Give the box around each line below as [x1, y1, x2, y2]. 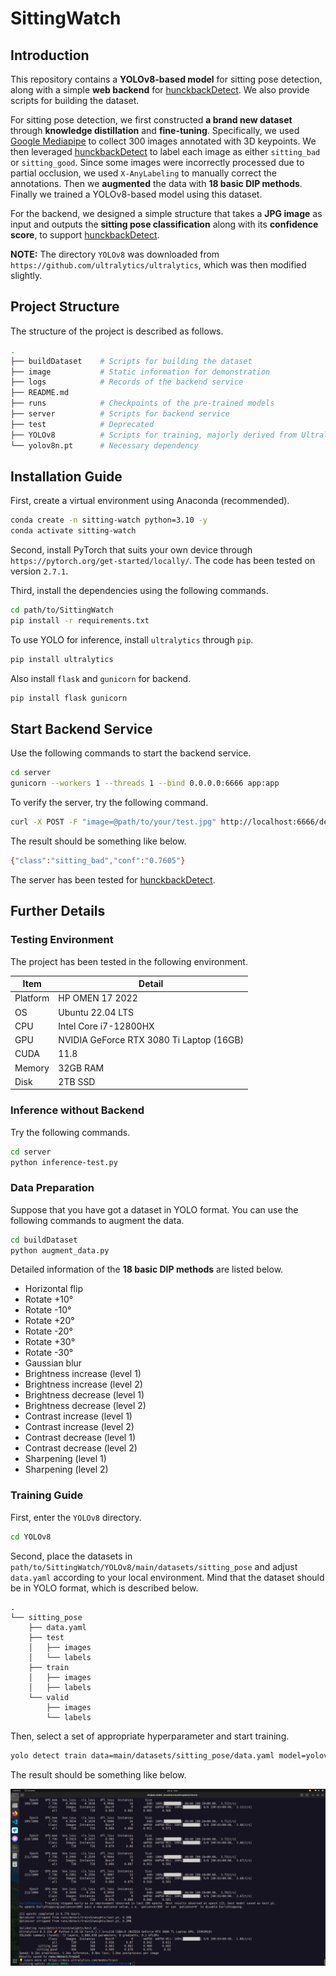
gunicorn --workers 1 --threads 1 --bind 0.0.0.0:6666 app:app [10, 778, 280, 789]
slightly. [10, 270, 43, 281]
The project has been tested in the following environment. [10, 955, 248, 967]
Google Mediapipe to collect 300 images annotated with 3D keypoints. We [10, 135, 317, 147]
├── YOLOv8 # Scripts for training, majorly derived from [10, 430, 298, 440]
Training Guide [10, 1488, 84, 1502]
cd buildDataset [10, 1235, 78, 1245]
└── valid [28, 1692, 70, 1702]
